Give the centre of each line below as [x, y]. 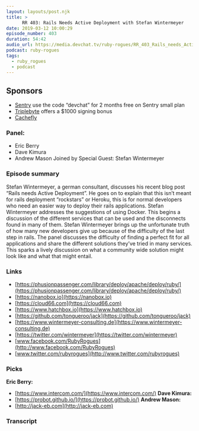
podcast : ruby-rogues [33, 50]
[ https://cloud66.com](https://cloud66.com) [68, 304]
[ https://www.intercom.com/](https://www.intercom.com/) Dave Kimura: [103, 393]
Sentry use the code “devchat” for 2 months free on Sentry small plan [100, 105]
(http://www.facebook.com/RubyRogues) [65, 347]
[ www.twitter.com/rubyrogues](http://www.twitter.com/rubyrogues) [97, 354]
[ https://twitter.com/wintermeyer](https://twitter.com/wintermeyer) [96, 335]
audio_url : [20, 45]
